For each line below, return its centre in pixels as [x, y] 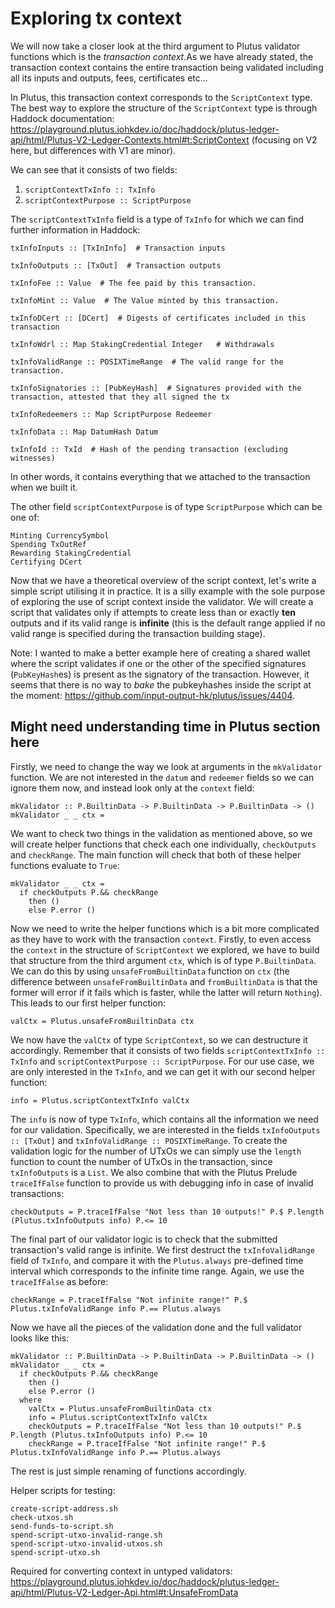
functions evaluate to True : [65, 865]
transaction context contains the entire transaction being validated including [167, 67]
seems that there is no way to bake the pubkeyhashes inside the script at [161, 684]
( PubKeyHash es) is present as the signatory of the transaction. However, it [160, 674]
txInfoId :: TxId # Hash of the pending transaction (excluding [149, 449]
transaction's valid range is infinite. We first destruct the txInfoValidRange [162, 1249]
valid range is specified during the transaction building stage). [138, 633]
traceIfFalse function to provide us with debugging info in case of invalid [162, 1183]
